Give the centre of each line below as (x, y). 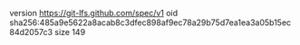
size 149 (70, 32)
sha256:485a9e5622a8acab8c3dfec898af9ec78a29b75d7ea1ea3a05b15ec (150, 22)
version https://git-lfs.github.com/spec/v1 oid (94, 13)
